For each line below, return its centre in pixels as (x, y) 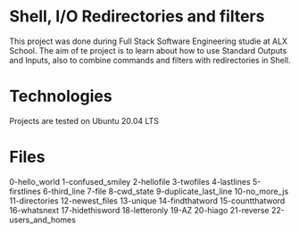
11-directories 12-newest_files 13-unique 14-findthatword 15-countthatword (147, 200)
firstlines (25, 191)
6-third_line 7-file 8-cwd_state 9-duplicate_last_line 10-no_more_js (166, 191)
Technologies (61, 96)
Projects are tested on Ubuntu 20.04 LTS (84, 121)
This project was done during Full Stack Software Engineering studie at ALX (149, 41)
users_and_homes (42, 220)
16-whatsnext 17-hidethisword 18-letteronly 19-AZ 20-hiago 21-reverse (139, 210)
